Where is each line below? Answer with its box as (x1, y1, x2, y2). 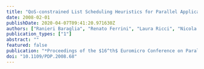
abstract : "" (6, 37, 39, 43)
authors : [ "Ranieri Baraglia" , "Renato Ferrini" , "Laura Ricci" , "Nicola (6, 25, 197, 32)
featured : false (6, 43, 47, 49)
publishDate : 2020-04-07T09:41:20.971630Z (6, 20, 115, 26)
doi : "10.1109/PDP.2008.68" (6, 53, 78, 59)
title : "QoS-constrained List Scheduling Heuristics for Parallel (6, 8, 178, 15)
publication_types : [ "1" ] (6, 31, 72, 37)
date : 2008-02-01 (6, 14, 50, 20)
